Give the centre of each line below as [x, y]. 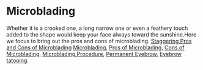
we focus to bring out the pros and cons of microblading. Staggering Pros [99, 41]
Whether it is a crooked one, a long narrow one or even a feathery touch [97, 28]
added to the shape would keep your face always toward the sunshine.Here [102, 34]
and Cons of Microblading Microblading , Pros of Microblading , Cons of [95, 47]
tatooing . [18, 60]
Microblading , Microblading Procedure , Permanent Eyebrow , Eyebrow [94, 54]
